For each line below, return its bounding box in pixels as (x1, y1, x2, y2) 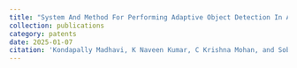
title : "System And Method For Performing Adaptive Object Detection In (9, 12, 283, 22)
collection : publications (9, 21, 104, 30)
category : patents (9, 29, 77, 38)
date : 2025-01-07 (9, 37, 73, 47)
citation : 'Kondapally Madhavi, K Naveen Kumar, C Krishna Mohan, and (9, 46, 275, 55)
